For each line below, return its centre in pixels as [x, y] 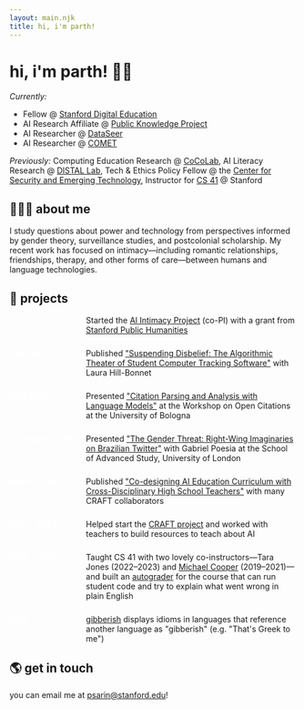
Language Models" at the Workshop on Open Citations [188, 406]
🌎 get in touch [51, 668]
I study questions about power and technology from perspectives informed [150, 231]
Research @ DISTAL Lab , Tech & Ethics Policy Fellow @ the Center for [141, 170]
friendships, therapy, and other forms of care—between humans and [138, 260]
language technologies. [53, 270]
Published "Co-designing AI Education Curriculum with [189, 482]
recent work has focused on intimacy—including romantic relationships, [144, 251]
